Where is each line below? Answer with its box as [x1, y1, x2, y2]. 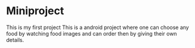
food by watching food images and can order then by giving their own [6, 30, 177, 37]
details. [6, 36, 24, 43]
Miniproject [6, 4, 64, 18]
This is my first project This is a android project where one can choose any [6, 24, 189, 31]
